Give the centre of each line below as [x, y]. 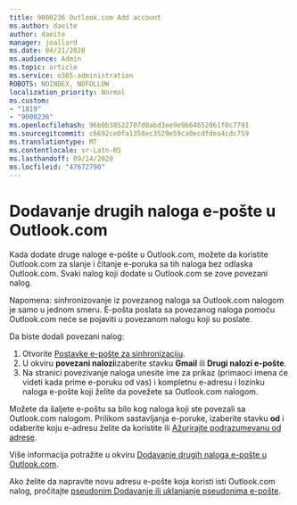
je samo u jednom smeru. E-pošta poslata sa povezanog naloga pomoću [142, 310]
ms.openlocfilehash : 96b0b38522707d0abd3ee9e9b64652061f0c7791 [129, 126]
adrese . [23, 437]
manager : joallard [43, 42]
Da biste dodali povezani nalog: [67, 336]
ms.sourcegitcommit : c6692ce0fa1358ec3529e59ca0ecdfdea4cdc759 [129, 134]
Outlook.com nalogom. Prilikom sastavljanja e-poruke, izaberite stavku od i [147, 418]
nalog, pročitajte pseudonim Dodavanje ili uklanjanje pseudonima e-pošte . [145, 491]
